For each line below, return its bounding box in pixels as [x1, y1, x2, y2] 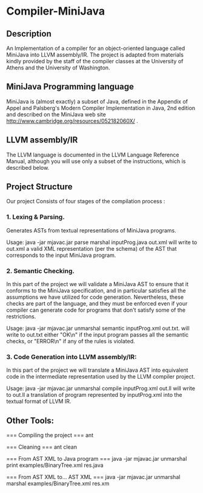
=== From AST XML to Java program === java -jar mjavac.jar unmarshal [6, 455, 187, 463]
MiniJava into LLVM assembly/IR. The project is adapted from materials [6, 51, 184, 58]
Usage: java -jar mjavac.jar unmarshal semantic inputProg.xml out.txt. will [6, 324, 190, 332]
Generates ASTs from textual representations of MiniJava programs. [6, 226, 177, 234]
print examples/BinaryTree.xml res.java [6, 461, 104, 469]
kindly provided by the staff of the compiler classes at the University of [6, 58, 184, 65]
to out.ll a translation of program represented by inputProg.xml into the [6, 391, 183, 399]
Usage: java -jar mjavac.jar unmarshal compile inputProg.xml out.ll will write [6, 385, 196, 392]
